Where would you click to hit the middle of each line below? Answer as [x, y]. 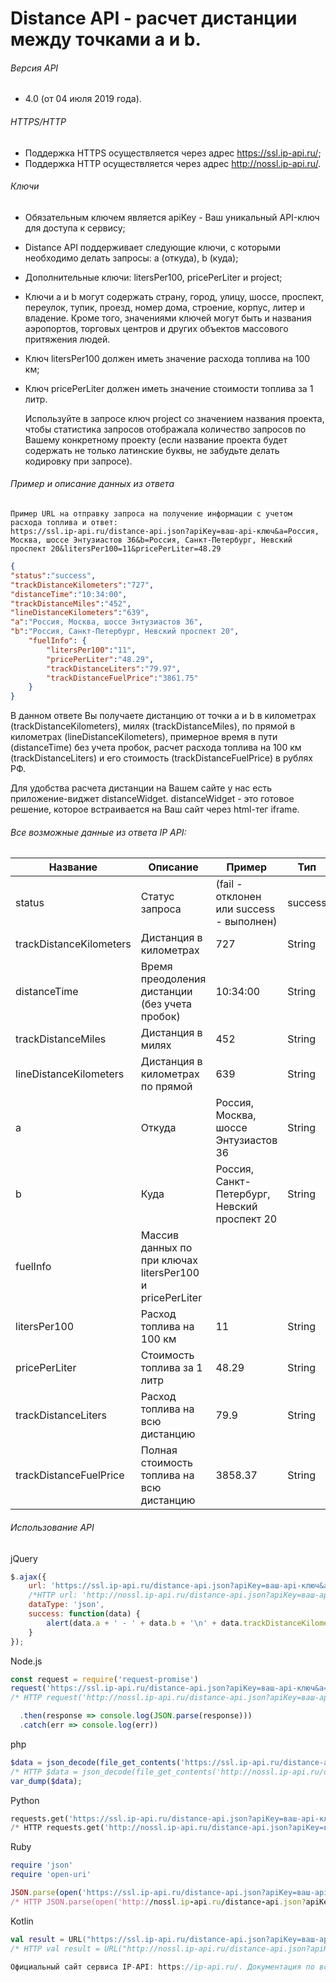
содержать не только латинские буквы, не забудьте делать [152, 450]
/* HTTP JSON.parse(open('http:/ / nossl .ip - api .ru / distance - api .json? [158, 1902]
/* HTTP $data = [44, 1772]
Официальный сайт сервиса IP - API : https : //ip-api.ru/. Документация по [162, 1967]
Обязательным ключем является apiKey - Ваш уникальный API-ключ [172, 217]
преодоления [173, 979]
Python [25, 1800]
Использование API [52, 1527]
